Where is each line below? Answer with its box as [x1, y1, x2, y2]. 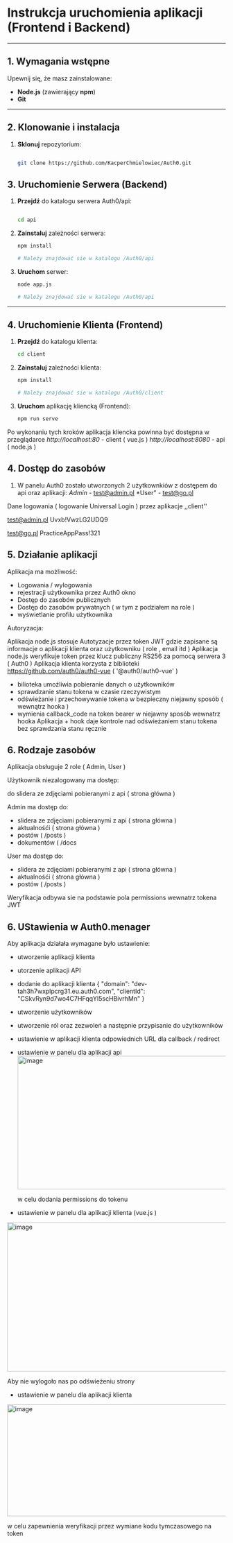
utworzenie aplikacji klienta [17, 953, 96, 961]
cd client [17, 351, 46, 358]
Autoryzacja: [7, 623, 44, 632]
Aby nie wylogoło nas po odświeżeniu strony [7, 1377, 135, 1386]
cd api [17, 216, 37, 223]
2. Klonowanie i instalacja [7, 121, 120, 133]
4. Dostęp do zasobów [7, 463, 106, 474]
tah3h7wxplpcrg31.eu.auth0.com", [17, 987, 116, 996]
